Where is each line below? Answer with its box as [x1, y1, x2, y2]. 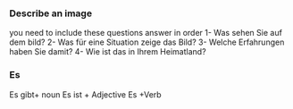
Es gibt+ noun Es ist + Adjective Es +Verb [9, 88, 163, 100]
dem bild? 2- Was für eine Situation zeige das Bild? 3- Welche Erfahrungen [9, 37, 285, 47]
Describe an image [9, 7, 92, 20]
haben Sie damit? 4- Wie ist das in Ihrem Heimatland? [9, 46, 207, 57]
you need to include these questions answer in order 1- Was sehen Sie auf [9, 28, 283, 38]
